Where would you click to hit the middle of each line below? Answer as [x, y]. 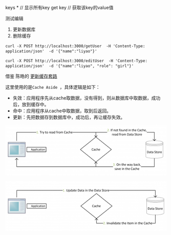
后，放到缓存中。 [31, 104]
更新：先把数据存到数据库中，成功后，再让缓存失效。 [69, 117]
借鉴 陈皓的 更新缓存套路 [31, 76]
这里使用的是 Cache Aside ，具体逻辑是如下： [53, 87]
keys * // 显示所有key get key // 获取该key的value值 [59, 7]
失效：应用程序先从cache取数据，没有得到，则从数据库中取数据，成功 [87, 98]
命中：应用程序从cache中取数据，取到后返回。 [62, 111]
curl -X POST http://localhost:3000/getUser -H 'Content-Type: [75, 46]
